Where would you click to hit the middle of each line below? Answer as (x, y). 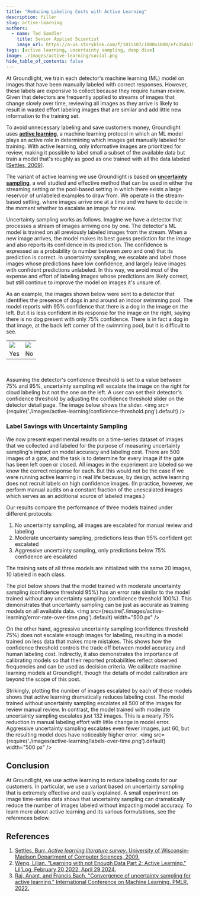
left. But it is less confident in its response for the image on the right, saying (98, 313)
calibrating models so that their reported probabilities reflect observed (92, 660)
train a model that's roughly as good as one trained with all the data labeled (98, 159)
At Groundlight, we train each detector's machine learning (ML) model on (95, 78)
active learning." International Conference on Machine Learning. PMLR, (101, 882)
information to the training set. (43, 115)
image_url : (30, 45)
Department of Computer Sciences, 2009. (89, 857)
